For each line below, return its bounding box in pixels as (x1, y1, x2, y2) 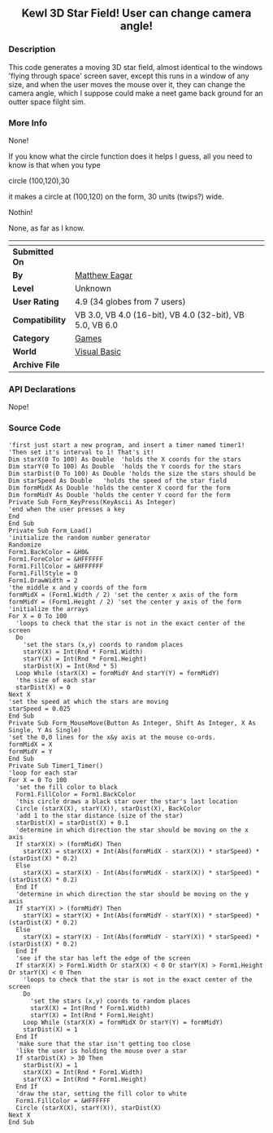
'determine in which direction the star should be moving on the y (15, 889, 249, 898)
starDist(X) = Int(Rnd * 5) (23, 661, 118, 670)
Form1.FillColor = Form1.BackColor (15, 790, 136, 798)
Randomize (8, 541, 42, 549)
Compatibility (12, 314, 67, 325)
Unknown (74, 283, 112, 294)
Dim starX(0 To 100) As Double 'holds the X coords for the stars (8, 455, 242, 463)
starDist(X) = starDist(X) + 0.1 (15, 819, 129, 827)
